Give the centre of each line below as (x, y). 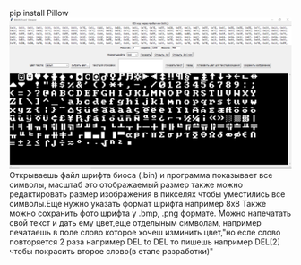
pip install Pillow (39, 13)
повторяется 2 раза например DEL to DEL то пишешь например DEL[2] (145, 242)
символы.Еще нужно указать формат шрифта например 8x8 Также (138, 204)
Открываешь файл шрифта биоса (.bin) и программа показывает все (141, 175)
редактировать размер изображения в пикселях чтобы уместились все (147, 194)
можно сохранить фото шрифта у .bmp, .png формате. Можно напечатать (150, 213)
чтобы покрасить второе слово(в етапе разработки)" (112, 252)
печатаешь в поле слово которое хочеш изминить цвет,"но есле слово (145, 233)
